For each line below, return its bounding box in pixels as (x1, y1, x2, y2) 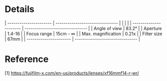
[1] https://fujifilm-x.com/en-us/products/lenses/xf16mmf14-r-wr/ (4, 70, 139, 76)
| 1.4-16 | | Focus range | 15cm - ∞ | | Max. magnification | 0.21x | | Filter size (4, 30, 162, 36)
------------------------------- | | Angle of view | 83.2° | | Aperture (24, 25, 162, 31)
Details (4, 3, 34, 15)
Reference (4, 53, 48, 65)
